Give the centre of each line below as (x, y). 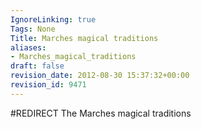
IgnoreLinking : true (53, 19)
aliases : (28, 47)
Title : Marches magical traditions (84, 38)
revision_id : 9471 (48, 85)
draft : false (37, 66)
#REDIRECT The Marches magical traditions (101, 113)
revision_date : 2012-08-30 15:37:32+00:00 (100, 76)
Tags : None (33, 29)
